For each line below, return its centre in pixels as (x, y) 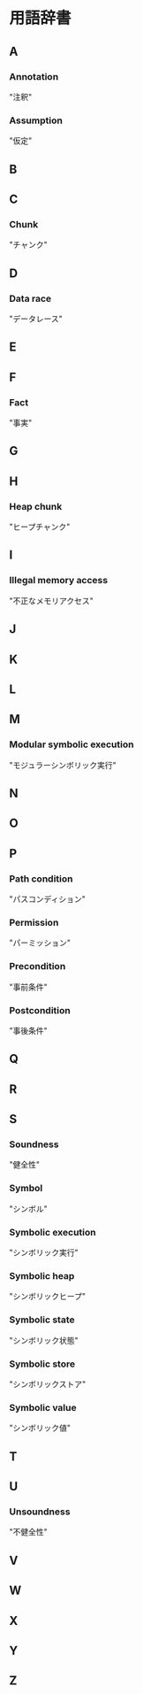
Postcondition (40, 1010)
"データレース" (36, 319)
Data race (30, 298)
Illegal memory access (59, 581)
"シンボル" (29, 1208)
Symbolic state (42, 1320)
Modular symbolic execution (71, 744)
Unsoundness (40, 1512)
